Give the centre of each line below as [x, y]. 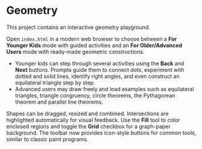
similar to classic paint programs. [47, 139]
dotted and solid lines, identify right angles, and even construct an [97, 76]
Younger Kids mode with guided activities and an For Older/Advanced [94, 45]
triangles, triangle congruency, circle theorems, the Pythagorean [95, 95]
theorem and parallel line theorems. [59, 102]
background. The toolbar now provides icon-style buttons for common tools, [101, 133]
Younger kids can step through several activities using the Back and [99, 63]
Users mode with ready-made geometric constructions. [75, 51]
